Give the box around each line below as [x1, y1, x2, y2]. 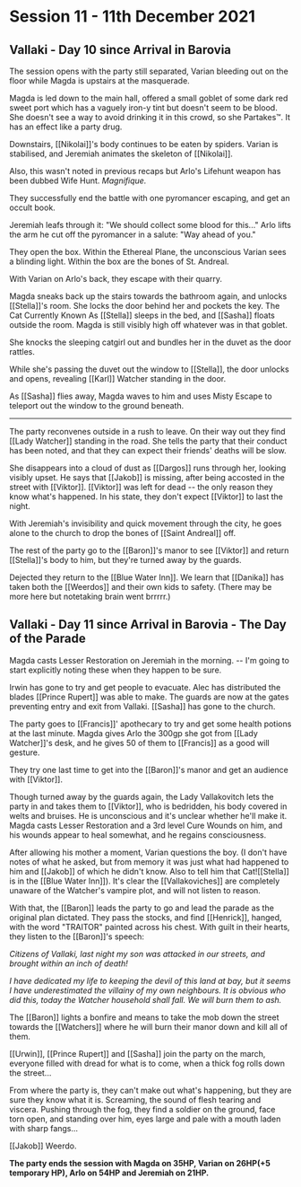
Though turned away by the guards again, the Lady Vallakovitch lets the [9, 791, 274, 802]
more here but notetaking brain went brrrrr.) [9, 591, 171, 602]
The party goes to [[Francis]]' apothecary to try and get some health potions [9, 718, 292, 729]
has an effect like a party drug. [9, 121, 123, 132]
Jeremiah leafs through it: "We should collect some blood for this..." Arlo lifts [9, 220, 291, 230]
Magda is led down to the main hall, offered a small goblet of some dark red [9, 92, 288, 103]
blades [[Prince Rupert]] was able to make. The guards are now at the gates [9, 691, 289, 702]
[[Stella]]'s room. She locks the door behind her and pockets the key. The [9, 301, 280, 311]
